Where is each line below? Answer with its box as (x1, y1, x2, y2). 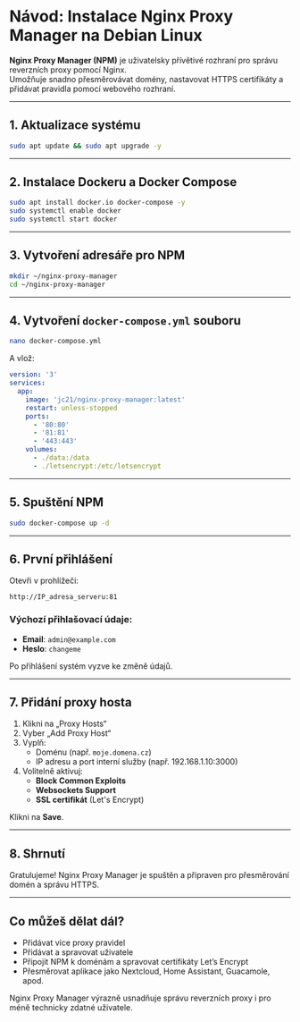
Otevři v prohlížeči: (9, 575, 79, 587)
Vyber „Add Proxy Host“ (21, 728, 112, 739)
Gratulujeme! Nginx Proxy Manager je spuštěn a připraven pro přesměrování (9, 870, 290, 881)
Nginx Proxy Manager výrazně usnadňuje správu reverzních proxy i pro (9, 992, 271, 1003)
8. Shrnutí (9, 846, 65, 861)
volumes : (25, 445, 58, 454)
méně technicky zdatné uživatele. (9, 1002, 133, 1013)
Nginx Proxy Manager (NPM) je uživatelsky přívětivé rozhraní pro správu (9, 55, 279, 65)
